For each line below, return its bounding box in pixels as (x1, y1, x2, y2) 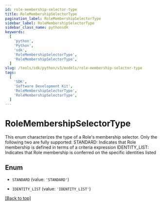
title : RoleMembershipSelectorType (5, 12, 77, 16)
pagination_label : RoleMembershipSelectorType (5, 16, 101, 21)
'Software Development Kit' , (14, 83, 73, 89)
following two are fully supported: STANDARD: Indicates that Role (5, 139, 136, 145)
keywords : (5, 30, 25, 34)
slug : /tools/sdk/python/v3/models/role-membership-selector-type (5, 66, 143, 71)
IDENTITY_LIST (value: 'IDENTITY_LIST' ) (12, 186, 91, 191)
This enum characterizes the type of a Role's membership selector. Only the (5, 134, 158, 140)
